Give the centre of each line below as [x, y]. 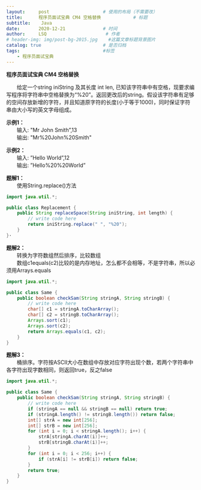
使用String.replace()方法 [47, 185]
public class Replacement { [41, 208]
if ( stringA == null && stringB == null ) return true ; [98, 409]
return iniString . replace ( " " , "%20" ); [78, 225]
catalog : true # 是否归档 [66, 46]
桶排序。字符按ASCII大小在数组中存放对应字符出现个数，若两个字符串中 [105, 362]
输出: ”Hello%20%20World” [51, 165]
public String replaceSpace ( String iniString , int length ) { [95, 213]
